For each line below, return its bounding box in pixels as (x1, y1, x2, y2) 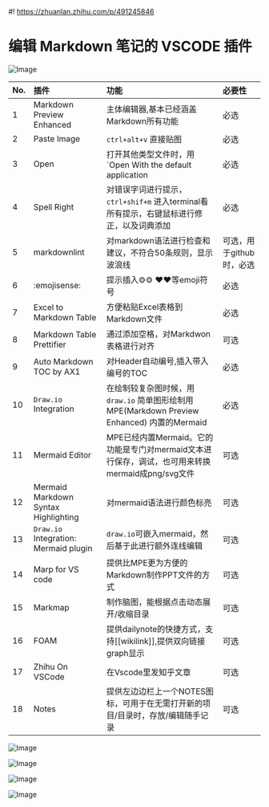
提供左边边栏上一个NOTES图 (106, 686, 215, 697)
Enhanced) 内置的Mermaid (106, 417, 207, 428)
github (231, 247, 255, 258)
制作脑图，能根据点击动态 (106, 596, 203, 607)
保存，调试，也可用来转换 (114, 455, 211, 467)
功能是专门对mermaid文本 (106, 443, 204, 454)
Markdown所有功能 (106, 116, 179, 127)
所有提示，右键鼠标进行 (106, 208, 195, 219)
